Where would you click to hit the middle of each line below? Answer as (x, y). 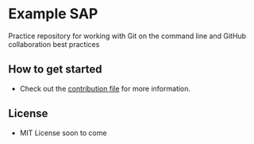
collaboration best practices (54, 44)
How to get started (55, 70)
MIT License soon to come (63, 133)
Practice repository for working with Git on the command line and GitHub (127, 36)
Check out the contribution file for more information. (105, 88)
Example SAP (53, 14)
